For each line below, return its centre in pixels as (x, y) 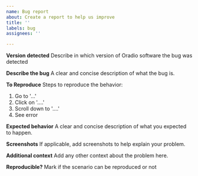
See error (26, 115)
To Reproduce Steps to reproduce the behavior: (64, 85)
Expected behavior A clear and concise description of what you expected (96, 126)
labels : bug (21, 28)
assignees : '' (24, 34)
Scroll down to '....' (37, 109)
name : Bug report (27, 12)
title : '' (18, 22)
